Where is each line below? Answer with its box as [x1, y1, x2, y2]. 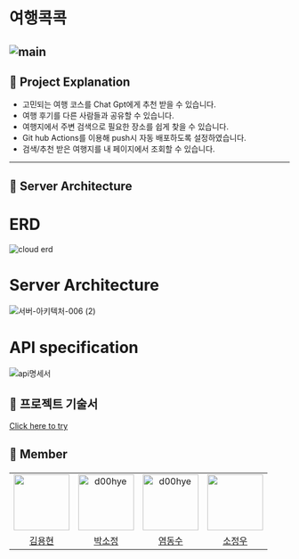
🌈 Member [9, 447, 69, 462]
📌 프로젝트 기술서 [9, 396, 98, 411]
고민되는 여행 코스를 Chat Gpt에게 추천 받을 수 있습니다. [21, 99, 216, 110]
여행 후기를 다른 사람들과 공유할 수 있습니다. [21, 111, 175, 121]
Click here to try [9, 421, 69, 432]
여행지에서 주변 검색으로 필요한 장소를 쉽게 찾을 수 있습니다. [21, 121, 230, 132]
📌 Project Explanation [9, 74, 131, 89]
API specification [9, 337, 140, 358]
